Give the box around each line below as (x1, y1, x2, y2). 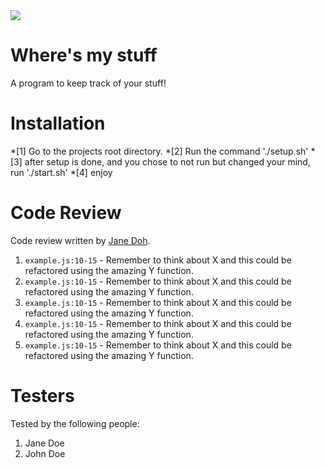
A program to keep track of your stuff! (10, 77, 167, 89)
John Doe (24, 447, 66, 459)
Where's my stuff (10, 44, 158, 67)
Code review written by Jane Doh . (10, 234, 151, 246)
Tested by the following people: (10, 417, 140, 429)
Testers (10, 385, 75, 407)
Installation (10, 112, 106, 135)
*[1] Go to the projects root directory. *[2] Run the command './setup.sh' (10, 145, 309, 157)
